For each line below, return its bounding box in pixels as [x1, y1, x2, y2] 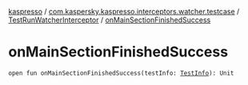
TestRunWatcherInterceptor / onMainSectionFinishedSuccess [8, 15, 211, 25]
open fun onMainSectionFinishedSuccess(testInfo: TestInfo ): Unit [8, 69, 234, 77]
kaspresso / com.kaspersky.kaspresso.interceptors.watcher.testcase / [8, 7, 240, 16]
